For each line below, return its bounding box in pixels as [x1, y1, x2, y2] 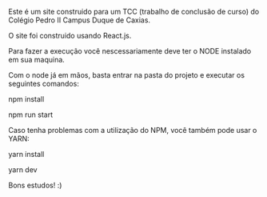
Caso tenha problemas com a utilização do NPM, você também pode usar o [8, 126, 257, 135]
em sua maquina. [8, 55, 66, 64]
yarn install [8, 150, 45, 159]
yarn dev [8, 165, 38, 175]
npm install [8, 94, 45, 103]
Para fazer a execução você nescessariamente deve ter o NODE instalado [8, 46, 252, 55]
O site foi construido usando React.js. [8, 31, 132, 40]
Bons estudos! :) [8, 180, 62, 190]
